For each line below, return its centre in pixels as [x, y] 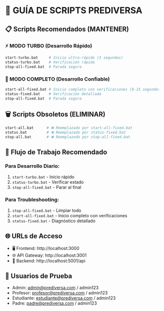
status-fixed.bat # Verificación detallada [53, 94]
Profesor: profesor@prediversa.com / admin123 [60, 293]
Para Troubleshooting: [32, 200]
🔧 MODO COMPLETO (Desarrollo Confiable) [57, 79]
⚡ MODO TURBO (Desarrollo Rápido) [49, 45]
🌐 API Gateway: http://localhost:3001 [49, 255]
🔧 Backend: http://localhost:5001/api [49, 261]
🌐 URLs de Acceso [34, 236]
